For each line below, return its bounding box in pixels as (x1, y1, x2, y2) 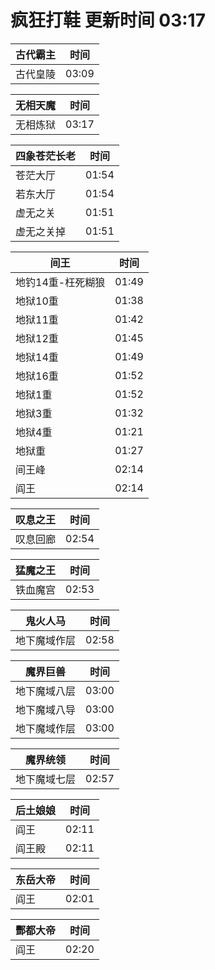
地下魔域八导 (15, 702, 77, 716)
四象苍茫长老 (15, 149, 77, 163)
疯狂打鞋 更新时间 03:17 (10, 9, 206, 32)
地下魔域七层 (15, 772, 77, 786)
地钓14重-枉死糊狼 (15, 275, 106, 289)
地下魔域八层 (15, 684, 77, 698)
